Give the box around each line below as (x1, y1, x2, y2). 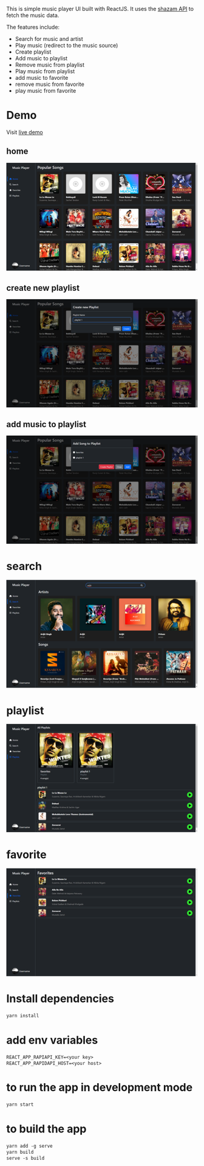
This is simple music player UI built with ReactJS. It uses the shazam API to (6, 5, 194, 12)
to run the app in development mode (6, 1081, 193, 1095)
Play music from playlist (15, 68, 75, 75)
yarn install (6, 1013, 39, 1019)
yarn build (6, 1149, 34, 1155)
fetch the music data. (6, 12, 59, 19)
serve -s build (6, 1155, 45, 1161)
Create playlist (15, 48, 52, 55)
